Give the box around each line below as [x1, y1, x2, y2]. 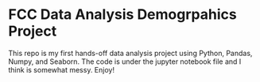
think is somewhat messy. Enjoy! [8, 65, 115, 74]
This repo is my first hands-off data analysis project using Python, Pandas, [8, 48, 253, 58]
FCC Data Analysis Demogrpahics [8, 6, 237, 24]
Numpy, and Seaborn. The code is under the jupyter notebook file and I [8, 57, 242, 66]
